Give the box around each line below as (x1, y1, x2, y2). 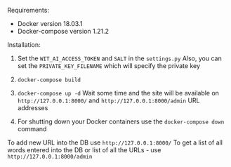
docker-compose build (17, 76, 81, 83)
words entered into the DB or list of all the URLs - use (7, 146, 161, 154)
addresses (17, 104, 48, 112)
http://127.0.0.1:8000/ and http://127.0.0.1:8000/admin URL (17, 96, 200, 105)
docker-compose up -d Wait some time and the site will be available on (17, 89, 220, 97)
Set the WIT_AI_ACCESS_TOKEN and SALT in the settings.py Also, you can (17, 54, 223, 62)
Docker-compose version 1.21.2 (17, 27, 110, 35)
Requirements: (7, 6, 49, 14)
